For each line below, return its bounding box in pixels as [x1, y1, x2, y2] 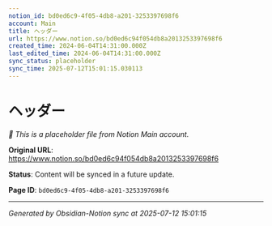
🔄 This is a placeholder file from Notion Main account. [8, 129, 189, 139]
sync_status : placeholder [8, 58, 96, 66]
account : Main [8, 19, 57, 28]
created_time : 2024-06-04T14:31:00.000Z [8, 42, 147, 50]
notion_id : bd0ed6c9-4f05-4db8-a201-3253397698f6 [8, 11, 180, 20]
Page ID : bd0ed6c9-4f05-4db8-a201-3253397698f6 [8, 185, 170, 194]
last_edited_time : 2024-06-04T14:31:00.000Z [8, 49, 161, 58]
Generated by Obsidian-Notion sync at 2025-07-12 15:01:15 [8, 208, 207, 218]
